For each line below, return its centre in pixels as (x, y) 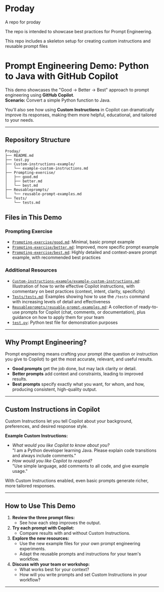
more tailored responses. (30, 486)
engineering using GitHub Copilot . (40, 95)
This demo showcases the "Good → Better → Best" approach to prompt (77, 90)
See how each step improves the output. (60, 523)
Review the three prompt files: (43, 518)
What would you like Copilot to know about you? (61, 445)
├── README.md (20, 155)
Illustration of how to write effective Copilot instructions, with (73, 286)
